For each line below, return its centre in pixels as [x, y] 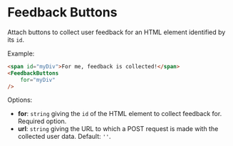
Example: [21, 53]
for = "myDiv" [38, 80]
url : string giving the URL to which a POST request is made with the [118, 129]
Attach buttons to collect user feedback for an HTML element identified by [116, 32]
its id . [16, 39]
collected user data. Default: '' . [64, 137]
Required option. [42, 121]
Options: [20, 100]
